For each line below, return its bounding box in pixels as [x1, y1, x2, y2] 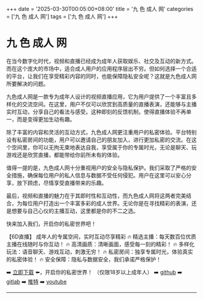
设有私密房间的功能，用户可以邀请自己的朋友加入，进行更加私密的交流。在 [6, 136, 192, 143]
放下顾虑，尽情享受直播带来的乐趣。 [16, 179, 107, 186]
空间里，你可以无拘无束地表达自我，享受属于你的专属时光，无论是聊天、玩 [11, 143, 197, 151]
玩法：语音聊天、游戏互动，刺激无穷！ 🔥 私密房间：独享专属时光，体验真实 [6, 248, 193, 255]
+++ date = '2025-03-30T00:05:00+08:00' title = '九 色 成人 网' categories [6, 5, 193, 12]
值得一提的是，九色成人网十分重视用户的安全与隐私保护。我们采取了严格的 [6, 164, 192, 171]
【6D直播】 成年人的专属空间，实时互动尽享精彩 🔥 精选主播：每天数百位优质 [6, 232, 196, 240]
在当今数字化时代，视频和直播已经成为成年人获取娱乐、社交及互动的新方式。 [6, 57, 197, 65]
